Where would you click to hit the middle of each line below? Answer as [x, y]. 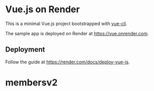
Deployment [25, 50]
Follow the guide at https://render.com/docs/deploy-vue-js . [68, 62]
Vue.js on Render [43, 9]
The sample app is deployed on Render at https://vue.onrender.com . [77, 33]
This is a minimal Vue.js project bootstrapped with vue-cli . [66, 24]
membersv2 [31, 82]
